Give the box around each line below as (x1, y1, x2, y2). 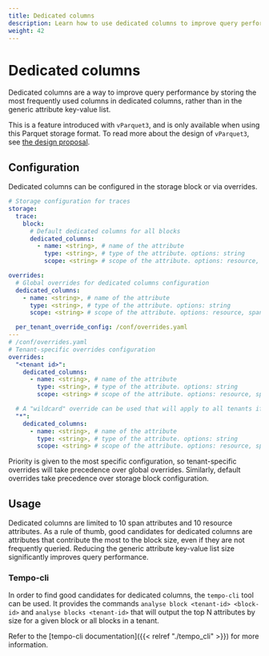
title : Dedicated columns (8, 11, 94, 20)
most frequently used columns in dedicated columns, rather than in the (8, 96, 243, 106)
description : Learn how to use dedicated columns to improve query (8, 19, 239, 27)
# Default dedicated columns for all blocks (29, 227, 181, 235)
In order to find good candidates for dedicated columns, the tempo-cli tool (8, 590, 255, 600)
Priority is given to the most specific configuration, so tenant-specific (8, 456, 237, 466)
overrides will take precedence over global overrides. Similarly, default (8, 465, 241, 475)
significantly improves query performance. (8, 553, 149, 562)
